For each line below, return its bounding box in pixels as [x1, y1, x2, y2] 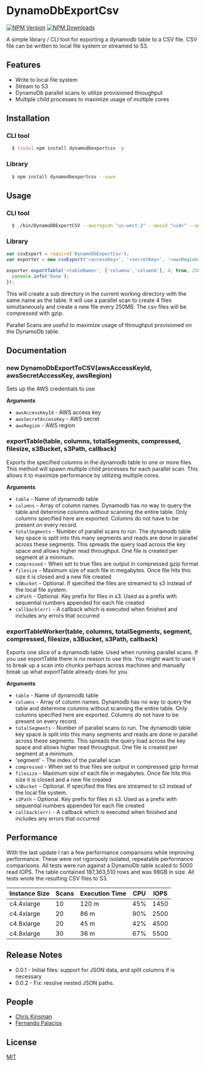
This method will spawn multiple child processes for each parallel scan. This [6, 465, 198, 472]
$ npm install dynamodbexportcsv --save [12, 173, 116, 180]
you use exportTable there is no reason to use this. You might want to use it [6, 655, 196, 662]
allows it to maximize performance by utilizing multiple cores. [6, 471, 160, 479]
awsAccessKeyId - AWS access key [15, 409, 101, 416]
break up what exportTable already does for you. [6, 668, 129, 675]
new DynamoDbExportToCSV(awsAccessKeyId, [6, 364, 153, 372]
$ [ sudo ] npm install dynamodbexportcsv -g [12, 145, 124, 151]
